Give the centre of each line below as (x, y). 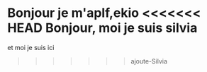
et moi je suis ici (31, 47)
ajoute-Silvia (149, 61)
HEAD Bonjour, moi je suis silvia (102, 28)
